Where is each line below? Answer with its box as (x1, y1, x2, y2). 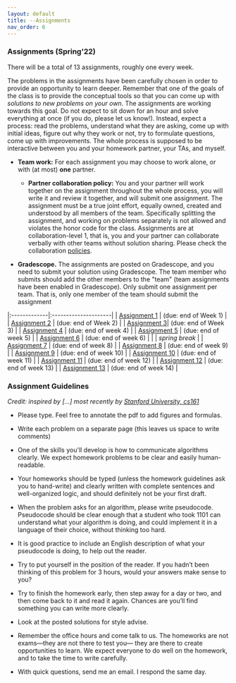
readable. (17, 460, 46, 469)
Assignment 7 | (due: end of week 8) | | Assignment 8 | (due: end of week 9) (7, 341, 229, 349)
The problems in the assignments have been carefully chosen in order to (7, 76, 218, 85)
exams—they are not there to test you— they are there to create (17, 639, 203, 647)
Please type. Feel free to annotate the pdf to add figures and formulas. (17, 411, 223, 419)
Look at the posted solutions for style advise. (17, 617, 149, 626)
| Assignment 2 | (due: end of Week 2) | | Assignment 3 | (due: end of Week (7, 318, 225, 327)
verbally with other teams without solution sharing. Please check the (27, 238, 227, 247)
